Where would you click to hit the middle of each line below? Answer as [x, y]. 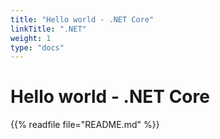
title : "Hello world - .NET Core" [82, 19]
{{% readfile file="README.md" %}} [85, 125]
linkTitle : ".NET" [48, 29]
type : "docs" [37, 47]
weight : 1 [31, 38]
